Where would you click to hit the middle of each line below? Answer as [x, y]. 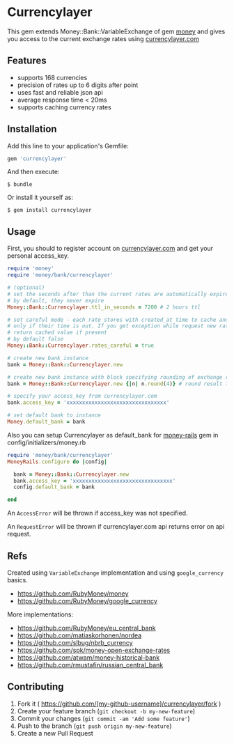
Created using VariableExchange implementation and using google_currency [116, 573]
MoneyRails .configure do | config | [57, 462]
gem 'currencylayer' [37, 158]
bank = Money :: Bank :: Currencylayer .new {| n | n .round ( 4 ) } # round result [115, 384]
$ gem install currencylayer [49, 210]
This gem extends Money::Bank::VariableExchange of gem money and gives [116, 31]
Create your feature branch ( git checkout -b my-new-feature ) [106, 711]
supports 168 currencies [52, 77]
